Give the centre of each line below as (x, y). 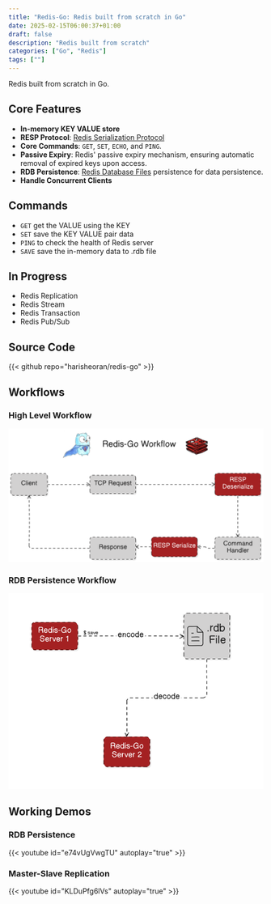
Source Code (42, 347)
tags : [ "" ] (27, 60)
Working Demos (50, 812)
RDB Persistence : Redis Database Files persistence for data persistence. (142, 172)
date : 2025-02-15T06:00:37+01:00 (65, 25)
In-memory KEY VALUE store (70, 129)
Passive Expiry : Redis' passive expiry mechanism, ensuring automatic (137, 155)
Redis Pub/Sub (45, 322)
